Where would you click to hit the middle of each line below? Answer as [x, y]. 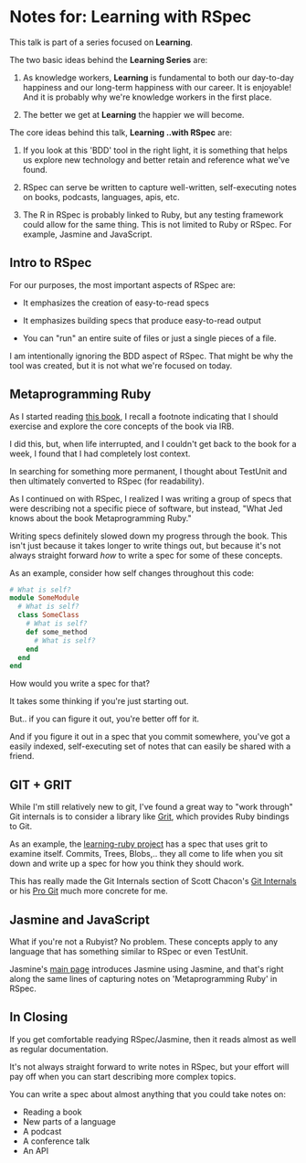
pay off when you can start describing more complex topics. [123, 1076]
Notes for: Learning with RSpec [131, 17]
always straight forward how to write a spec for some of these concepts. [146, 555]
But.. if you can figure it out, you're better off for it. [104, 719]
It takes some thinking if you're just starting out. [99, 701]
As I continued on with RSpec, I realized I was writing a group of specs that [151, 498]
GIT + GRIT [41, 785]
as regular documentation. [59, 1049]
